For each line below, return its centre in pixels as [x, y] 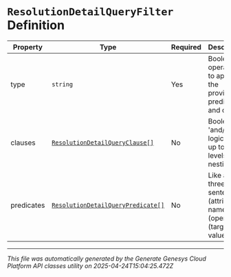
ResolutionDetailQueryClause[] [103, 142]
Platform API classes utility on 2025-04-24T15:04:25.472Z [90, 265]
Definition [36, 25]
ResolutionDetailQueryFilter [90, 12]
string [62, 84]
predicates [28, 205]
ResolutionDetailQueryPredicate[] [108, 205]
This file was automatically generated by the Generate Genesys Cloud [107, 258]
